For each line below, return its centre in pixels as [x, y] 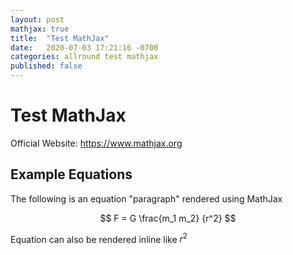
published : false [46, 66]
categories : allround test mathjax [84, 57]
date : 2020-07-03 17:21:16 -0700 [84, 47]
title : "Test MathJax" [60, 38]
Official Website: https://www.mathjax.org [96, 143]
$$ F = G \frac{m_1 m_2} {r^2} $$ [168, 218]
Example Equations [71, 174]
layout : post [37, 19]
